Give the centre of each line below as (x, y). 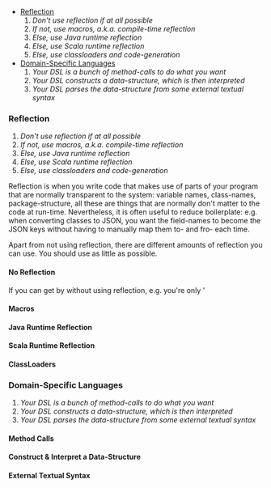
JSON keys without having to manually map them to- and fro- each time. (129, 229)
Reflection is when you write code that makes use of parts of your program (133, 186)
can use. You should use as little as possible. (83, 253)
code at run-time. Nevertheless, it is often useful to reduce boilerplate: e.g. (133, 212)
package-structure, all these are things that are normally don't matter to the (134, 204)
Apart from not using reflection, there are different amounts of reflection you (135, 245)
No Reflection (32, 272)
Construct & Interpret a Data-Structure (75, 457)
